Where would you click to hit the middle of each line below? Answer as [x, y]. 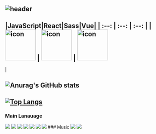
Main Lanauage [24, 116]
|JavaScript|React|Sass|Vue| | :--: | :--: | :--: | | [78, 26]
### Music [58, 127]
